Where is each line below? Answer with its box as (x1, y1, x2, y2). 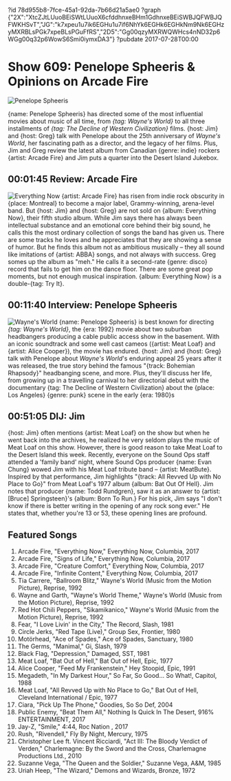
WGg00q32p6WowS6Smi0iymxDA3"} (8, 35, 115, 43)
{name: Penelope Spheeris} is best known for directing (58, 318, 214, 326)
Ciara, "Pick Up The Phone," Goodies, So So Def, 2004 (17, 701, 173, 709)
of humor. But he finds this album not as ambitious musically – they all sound (8, 243, 225, 251)
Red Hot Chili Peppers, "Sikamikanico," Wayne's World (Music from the (17, 606, 219, 614)
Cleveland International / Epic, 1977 (17, 694, 118, 702)
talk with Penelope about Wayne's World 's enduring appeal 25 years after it (8, 354, 222, 362)
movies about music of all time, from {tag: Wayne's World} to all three (8, 117, 206, 125)
